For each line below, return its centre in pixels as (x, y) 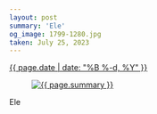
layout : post (33, 17)
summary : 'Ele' (37, 26)
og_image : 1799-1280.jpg (55, 34)
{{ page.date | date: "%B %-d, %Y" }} (78, 68)
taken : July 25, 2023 (50, 42)
